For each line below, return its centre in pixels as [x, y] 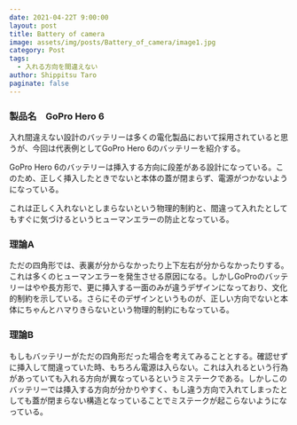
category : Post [37, 51]
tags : [19, 59]
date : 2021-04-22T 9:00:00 [59, 17]
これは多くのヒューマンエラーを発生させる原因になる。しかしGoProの [137, 277]
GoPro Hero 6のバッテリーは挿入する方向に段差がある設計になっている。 [143, 167]
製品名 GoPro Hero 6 [57, 116]
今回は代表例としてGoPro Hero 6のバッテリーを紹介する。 [139, 148]
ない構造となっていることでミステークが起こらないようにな [179, 400]
